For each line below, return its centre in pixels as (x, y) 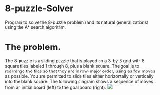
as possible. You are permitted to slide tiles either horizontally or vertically (79, 76)
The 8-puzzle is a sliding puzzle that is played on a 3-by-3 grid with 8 (75, 60)
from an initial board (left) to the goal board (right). (56, 87)
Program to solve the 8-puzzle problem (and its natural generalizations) (77, 22)
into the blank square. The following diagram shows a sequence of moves (79, 81)
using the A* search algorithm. (36, 27)
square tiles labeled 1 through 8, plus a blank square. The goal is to (72, 66)
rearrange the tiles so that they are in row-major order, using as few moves (80, 71)
